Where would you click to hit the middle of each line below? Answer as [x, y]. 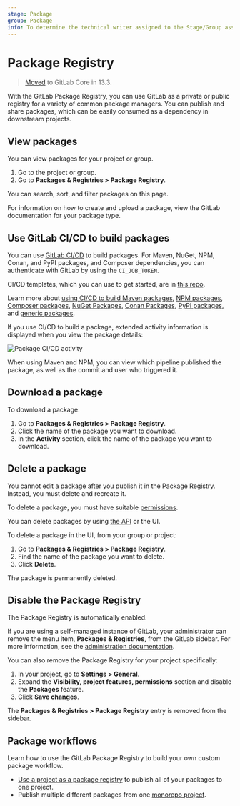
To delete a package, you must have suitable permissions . [93, 507]
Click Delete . [37, 564]
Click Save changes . [49, 697]
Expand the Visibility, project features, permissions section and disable [125, 682]
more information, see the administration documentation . [91, 647]
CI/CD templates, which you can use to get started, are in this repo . [106, 284]
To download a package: [44, 409]
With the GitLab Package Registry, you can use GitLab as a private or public [119, 96]
